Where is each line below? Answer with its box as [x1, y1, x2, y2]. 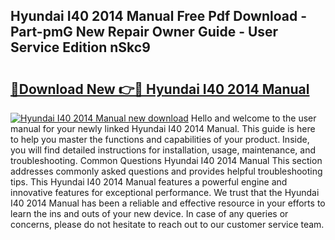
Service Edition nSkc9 [10, 39, 151, 56]
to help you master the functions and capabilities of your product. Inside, [10, 134, 310, 145]
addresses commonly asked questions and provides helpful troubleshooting [10, 165, 323, 177]
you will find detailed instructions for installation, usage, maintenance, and [10, 144, 317, 156]
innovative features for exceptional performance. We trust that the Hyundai [10, 187, 320, 198]
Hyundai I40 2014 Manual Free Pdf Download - [10, 8, 308, 25]
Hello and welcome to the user [190, 112, 317, 124]
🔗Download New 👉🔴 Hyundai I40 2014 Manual [10, 80, 310, 98]
